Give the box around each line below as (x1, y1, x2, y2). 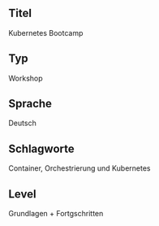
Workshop (8, 73, 43, 83)
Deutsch (8, 118, 37, 128)
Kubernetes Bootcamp (8, 28, 84, 37)
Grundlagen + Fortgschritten (8, 209, 104, 219)
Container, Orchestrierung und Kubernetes (8, 163, 151, 173)
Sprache (8, 97, 53, 111)
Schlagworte (8, 141, 75, 155)
